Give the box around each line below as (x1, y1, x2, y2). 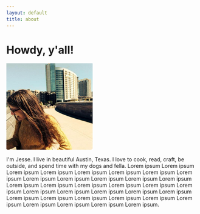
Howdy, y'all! (6, 43, 74, 57)
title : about (6, 16, 40, 22)
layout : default (6, 10, 47, 16)
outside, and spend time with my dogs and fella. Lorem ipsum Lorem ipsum (6, 162, 195, 170)
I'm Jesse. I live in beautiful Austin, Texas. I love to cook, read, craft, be (6, 156, 184, 163)
